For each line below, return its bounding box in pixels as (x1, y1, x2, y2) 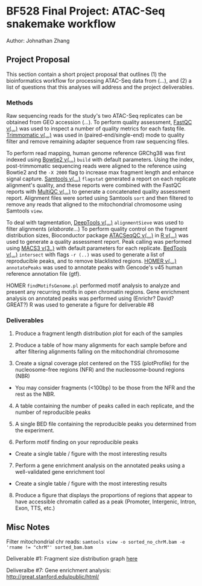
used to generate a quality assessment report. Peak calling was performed (6, 238, 192, 246)
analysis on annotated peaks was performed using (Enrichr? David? (6, 295, 174, 302)
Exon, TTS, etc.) (14, 505, 55, 512)
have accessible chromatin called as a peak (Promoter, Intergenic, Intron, (14, 498, 197, 505)
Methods (6, 98, 33, 107)
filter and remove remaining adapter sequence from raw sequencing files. (6, 138, 189, 145)
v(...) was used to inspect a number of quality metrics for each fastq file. (6, 125, 186, 132)
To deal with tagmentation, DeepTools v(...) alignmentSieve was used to (6, 219, 184, 226)
